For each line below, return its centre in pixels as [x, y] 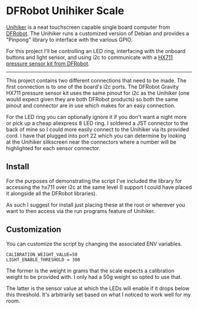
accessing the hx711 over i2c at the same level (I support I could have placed [99, 187]
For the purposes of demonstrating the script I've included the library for [94, 181]
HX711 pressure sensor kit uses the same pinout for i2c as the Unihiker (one [98, 93]
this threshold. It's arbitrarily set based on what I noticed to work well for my [99, 294]
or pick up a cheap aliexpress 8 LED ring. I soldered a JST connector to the [97, 123]
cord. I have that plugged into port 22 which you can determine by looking [96, 135]
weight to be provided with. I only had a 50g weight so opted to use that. [94, 277]
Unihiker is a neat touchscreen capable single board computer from [88, 27]
